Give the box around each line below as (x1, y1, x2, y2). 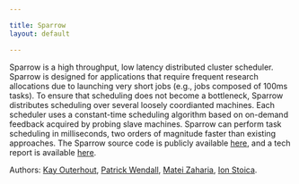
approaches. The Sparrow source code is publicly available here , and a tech (9, 138, 291, 148)
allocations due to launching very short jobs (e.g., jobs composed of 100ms (9, 80, 288, 91)
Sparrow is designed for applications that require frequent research (9, 71, 259, 81)
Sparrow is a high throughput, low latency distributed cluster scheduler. (9, 62, 274, 72)
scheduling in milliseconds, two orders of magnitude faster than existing (9, 128, 277, 138)
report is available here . (9, 146, 97, 157)
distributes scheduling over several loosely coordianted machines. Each (9, 99, 276, 110)
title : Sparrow (9, 21, 66, 29)
